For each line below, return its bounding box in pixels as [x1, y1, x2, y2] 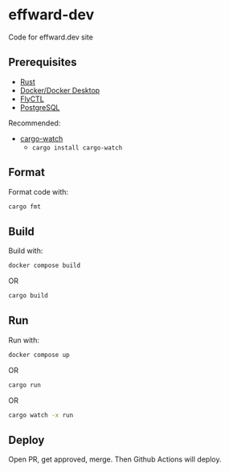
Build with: [8, 246, 43, 256]
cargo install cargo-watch [31, 143, 123, 152]
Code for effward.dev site [8, 32, 94, 42]
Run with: [8, 335, 40, 345]
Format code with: [8, 187, 69, 196]
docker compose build [8, 261, 81, 270]
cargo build [8, 292, 48, 300]
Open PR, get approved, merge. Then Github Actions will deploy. [8, 454, 222, 464]
